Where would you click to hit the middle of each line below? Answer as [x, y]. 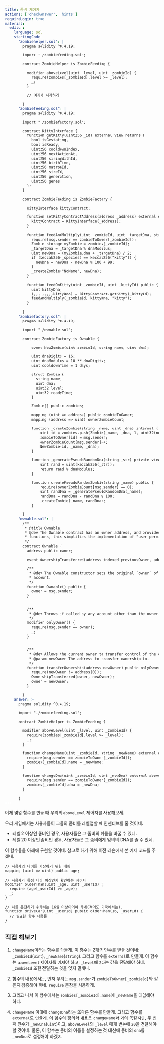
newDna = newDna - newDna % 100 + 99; [75, 262]
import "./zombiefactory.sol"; [54, 122]
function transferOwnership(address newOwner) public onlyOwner [93, 668]
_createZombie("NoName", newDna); [66, 271]
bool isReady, [45, 145]
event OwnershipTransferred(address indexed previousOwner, [89, 560]
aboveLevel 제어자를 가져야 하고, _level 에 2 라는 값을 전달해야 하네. [81, 962]
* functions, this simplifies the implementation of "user [86, 537]
